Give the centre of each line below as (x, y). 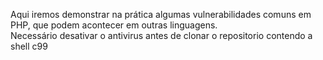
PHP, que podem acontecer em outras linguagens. (114, 25)
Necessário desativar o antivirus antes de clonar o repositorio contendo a (161, 35)
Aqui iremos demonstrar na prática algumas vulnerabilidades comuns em (161, 14)
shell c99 (29, 46)
